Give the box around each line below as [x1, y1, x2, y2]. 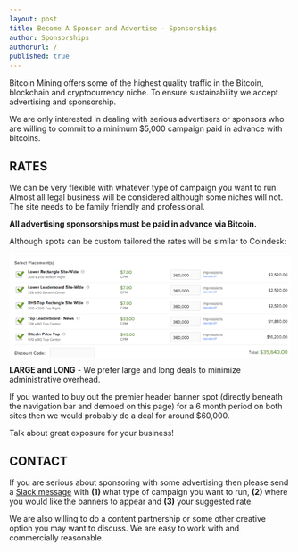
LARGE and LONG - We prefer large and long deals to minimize [9, 365, 241, 375]
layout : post [9, 14, 58, 23]
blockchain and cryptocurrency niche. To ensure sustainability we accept [9, 87, 279, 98]
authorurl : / [9, 43, 58, 52]
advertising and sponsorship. [9, 96, 117, 107]
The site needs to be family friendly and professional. [9, 201, 205, 211]
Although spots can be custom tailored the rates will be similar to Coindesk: [9, 235, 287, 246]
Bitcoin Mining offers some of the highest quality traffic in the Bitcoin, [9, 78, 264, 88]
